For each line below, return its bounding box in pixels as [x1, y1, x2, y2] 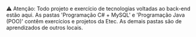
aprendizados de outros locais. [6, 24, 83, 31]
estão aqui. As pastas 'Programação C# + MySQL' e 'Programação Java [6, 11, 185, 18]
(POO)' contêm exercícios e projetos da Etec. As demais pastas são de [6, 18, 182, 24]
